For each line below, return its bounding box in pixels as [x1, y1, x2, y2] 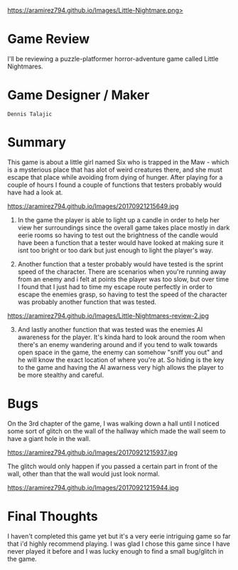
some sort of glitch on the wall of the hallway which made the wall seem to [7, 427, 226, 435]
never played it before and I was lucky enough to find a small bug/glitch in [7, 546, 224, 555]
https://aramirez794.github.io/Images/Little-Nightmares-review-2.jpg [7, 311, 210, 320]
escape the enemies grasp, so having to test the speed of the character [17, 290, 227, 299]
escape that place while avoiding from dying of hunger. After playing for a [7, 172, 223, 181]
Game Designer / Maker [7, 87, 150, 103]
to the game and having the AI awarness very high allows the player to [17, 363, 224, 371]
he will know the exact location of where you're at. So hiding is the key [17, 356, 225, 364]
